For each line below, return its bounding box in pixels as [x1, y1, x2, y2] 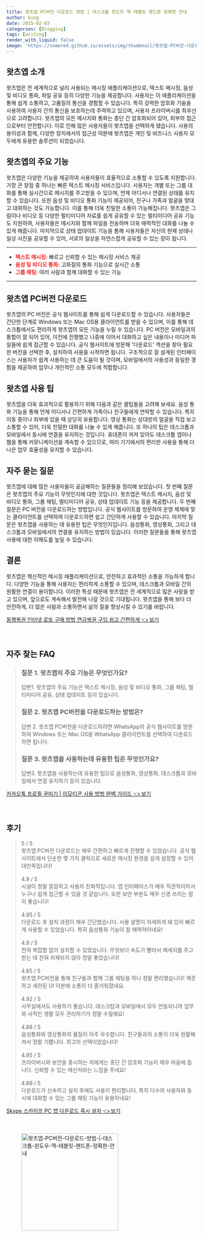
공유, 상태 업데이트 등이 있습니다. [42, 691, 120, 699]
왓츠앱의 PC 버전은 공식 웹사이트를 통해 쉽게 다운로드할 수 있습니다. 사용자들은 [6, 311, 191, 318]
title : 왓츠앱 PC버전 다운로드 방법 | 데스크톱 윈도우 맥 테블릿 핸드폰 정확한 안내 [6, 8, 187, 15]
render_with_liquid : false [6, 37, 74, 43]
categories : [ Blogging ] [6, 25, 66, 32]
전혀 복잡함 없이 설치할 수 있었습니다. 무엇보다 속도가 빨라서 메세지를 [21, 946, 182, 954]
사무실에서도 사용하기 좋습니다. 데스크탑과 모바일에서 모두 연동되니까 [21, 1002, 183, 1009]
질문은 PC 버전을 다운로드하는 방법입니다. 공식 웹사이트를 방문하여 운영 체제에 [6, 505, 189, 513]
